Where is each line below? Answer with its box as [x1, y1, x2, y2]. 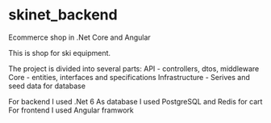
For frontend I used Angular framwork [8, 105, 135, 115]
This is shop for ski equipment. [8, 48, 111, 57]
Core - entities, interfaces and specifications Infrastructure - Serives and [8, 72, 250, 82]
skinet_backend [8, 6, 119, 24]
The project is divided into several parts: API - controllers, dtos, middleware [8, 63, 260, 74]
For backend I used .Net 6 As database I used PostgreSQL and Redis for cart [8, 96, 263, 106]
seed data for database [8, 81, 86, 91]
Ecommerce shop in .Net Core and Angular [8, 32, 151, 42]
